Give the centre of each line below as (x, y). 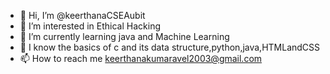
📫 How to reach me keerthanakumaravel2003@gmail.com (141, 58)
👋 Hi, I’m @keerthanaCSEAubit (82, 15)
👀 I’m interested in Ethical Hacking (90, 26)
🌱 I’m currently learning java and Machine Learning (124, 36)
